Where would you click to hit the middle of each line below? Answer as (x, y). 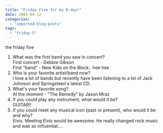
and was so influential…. (38, 126)
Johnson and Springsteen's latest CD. (52, 83)
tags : (11, 28)
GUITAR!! (22, 105)
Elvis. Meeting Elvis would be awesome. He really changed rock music (85, 121)
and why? (22, 115)
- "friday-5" (23, 33)
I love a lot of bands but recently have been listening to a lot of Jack (83, 78)
